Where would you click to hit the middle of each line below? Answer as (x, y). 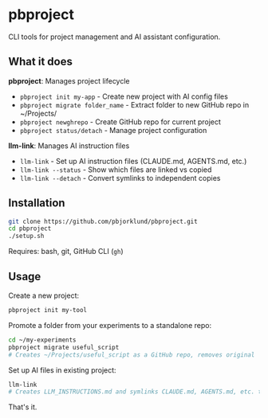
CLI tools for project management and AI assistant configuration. (114, 37)
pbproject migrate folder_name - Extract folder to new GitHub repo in (134, 104)
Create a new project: (44, 295)
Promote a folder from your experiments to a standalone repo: (110, 325)
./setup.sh (26, 236)
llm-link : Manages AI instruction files (69, 146)
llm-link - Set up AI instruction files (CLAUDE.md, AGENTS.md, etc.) (133, 161)
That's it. (23, 407)
